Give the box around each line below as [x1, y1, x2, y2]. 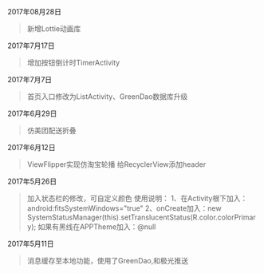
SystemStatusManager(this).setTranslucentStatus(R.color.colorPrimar [26, 212, 256, 222]
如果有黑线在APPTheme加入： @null [37, 222, 156, 231]
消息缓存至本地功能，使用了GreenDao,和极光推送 [26, 256, 189, 265]
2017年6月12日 [7, 143, 56, 152]
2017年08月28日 [7, 7, 61, 16]
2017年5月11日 [7, 239, 54, 248]
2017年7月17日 [7, 41, 55, 50]
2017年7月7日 [7, 75, 53, 84]
